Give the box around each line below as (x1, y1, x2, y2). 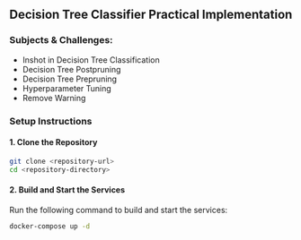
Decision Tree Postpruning (22, 64, 121, 74)
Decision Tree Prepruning (22, 73, 118, 84)
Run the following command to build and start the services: (9, 204, 228, 215)
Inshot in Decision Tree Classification (22, 54, 160, 65)
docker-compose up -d (9, 221, 91, 231)
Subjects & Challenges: (9, 34, 114, 47)
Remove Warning (22, 92, 86, 103)
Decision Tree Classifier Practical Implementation (9, 7, 293, 22)
